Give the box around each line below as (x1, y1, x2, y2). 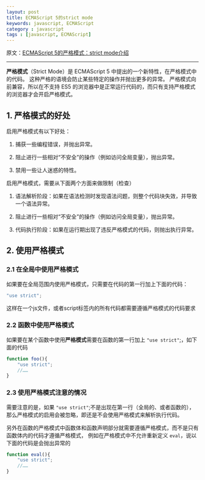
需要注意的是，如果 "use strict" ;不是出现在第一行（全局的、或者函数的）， (6, 403, 195, 410)
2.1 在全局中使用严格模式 (6, 265, 79, 274)
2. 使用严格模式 (6, 245, 64, 256)
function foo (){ (6, 356, 48, 362)
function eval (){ (6, 451, 51, 457)
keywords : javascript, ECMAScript (6, 20, 95, 26)
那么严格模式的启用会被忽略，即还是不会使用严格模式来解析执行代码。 (6, 411, 183, 418)
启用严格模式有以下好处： (6, 127, 71, 135)
